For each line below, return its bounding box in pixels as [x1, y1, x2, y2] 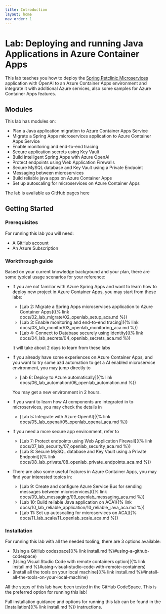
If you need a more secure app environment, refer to [12, 429, 120, 435]
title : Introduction [5, 7, 48, 12]
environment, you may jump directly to [12, 365, 91, 371]
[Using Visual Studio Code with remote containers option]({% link [12, 559, 146, 565]
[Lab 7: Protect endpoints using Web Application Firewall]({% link [19, 438, 153, 444]
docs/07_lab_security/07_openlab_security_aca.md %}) [19, 443, 131, 449]
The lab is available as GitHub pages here [5, 190, 90, 196]
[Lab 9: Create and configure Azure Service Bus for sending [19, 483, 142, 489]
